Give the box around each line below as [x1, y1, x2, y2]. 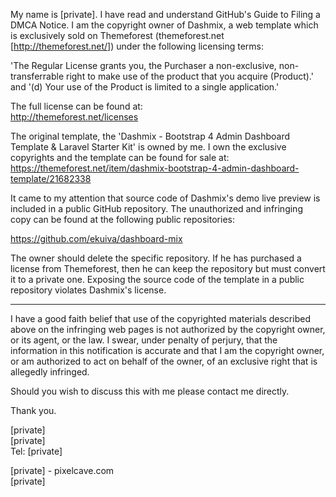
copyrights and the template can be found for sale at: [10, 152, 230, 163]
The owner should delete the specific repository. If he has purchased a [10, 252, 302, 264]
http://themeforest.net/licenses [10, 111, 139, 123]
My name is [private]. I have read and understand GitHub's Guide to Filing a [10, 9, 321, 20]
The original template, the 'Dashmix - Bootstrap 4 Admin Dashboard [10, 130, 291, 142]
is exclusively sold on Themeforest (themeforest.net [10, 30, 225, 41]
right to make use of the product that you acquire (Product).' [65, 70, 314, 82]
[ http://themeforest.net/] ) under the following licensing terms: [10, 40, 265, 52]
